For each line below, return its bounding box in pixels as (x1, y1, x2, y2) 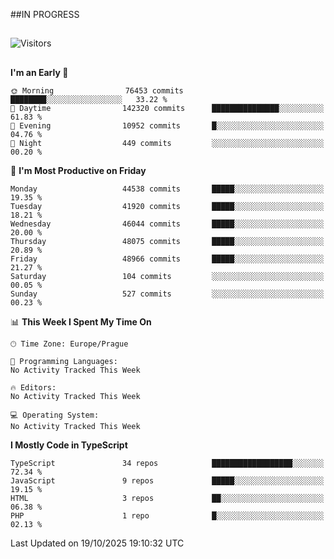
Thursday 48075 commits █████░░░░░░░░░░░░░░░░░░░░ (10, 236, 325, 246)
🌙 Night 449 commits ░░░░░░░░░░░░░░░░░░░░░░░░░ (10, 138, 325, 148)
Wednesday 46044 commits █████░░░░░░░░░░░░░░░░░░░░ (10, 219, 325, 229)
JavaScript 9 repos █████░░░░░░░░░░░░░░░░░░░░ (10, 475, 325, 486)
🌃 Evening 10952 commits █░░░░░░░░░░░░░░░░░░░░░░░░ (10, 120, 325, 131)
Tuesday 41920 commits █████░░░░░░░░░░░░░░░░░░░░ (10, 201, 325, 211)
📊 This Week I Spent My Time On (10, 315, 152, 328)
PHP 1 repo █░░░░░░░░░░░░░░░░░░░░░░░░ (10, 510, 325, 521)
